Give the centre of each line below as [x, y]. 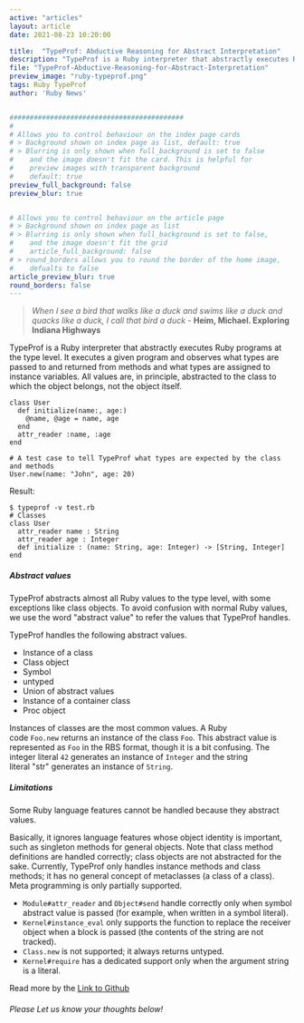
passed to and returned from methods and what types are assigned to [140, 367]
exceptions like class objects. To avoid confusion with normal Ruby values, [148, 608]
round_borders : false [50, 285]
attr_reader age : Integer [68, 540]
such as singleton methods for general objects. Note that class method [142, 847]
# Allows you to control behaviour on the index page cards [125, 134]
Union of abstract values [68, 691]
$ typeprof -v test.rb [52, 508]
